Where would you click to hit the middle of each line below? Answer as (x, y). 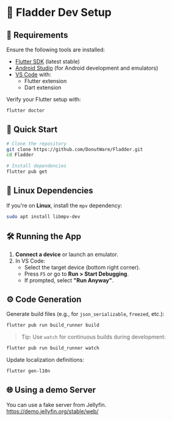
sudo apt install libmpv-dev (43, 216)
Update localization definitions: (45, 360)
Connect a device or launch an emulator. (67, 254)
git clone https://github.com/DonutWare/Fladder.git (75, 149)
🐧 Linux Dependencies (50, 191)
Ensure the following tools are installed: (56, 49)
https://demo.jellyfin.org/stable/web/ (52, 411)
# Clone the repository (37, 144)
